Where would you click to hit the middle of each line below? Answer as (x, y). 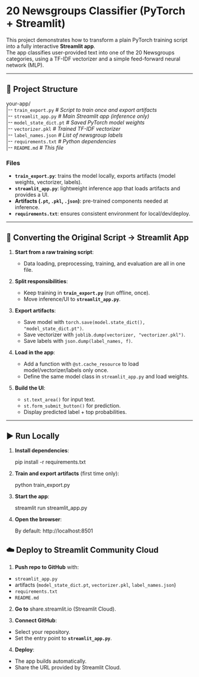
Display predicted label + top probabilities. (75, 412)
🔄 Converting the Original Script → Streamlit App (98, 238)
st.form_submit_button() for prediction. (72, 405)
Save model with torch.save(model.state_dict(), (84, 322)
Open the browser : (38, 519)
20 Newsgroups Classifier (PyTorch (96, 11)
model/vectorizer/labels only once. (66, 370)
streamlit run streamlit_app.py (51, 508)
